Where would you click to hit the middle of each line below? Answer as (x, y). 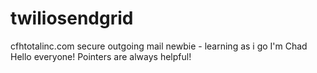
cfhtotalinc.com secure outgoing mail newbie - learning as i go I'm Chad (159, 46)
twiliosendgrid (72, 18)
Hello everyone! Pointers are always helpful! (101, 56)
